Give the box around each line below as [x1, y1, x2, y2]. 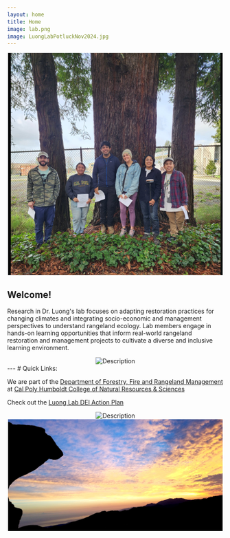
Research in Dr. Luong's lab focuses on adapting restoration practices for [7, 307, 214, 315]
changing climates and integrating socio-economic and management [7, 314, 203, 323]
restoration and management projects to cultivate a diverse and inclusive [7, 336, 213, 344]
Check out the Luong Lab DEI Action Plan [7, 398, 124, 406]
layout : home [7, 11, 45, 18]
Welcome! [7, 289, 51, 301]
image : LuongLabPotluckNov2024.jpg [7, 33, 109, 40]
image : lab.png [7, 25, 51, 32]
